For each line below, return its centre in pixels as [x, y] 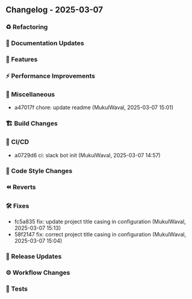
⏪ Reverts [21, 187]
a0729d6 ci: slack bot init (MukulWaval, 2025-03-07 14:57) [87, 155]
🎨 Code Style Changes [39, 171]
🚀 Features [22, 60]
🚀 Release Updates [34, 256]
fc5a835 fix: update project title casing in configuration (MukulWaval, [100, 221]
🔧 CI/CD [17, 142]
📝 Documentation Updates [45, 43]
